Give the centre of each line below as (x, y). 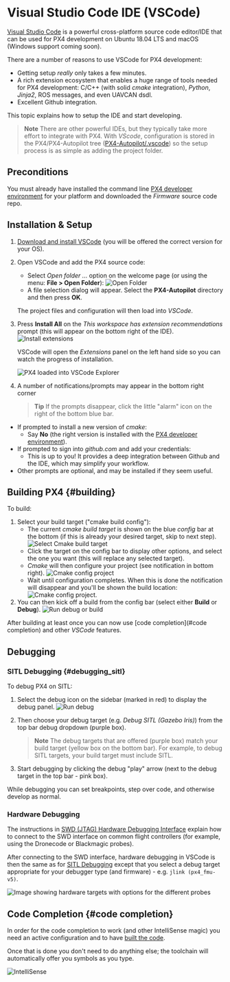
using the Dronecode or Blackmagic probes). (70, 844)
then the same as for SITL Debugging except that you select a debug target (114, 865)
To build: (20, 509)
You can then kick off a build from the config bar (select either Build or (117, 602)
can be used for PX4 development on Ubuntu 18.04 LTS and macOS (103, 38)
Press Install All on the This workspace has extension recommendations (120, 323)
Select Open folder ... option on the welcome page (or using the (117, 275)
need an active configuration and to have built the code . (87, 938)
